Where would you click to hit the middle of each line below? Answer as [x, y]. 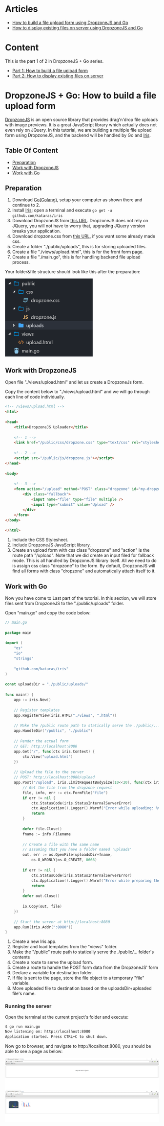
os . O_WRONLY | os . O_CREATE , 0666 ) [64, 860]
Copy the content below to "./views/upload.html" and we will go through [77, 392]
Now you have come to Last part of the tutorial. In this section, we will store [81, 598]
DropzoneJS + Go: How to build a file [81, 96]
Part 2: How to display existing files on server [58, 76]
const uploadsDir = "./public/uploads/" [47, 684]
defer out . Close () [41, 896]
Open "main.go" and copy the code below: [48, 612]
